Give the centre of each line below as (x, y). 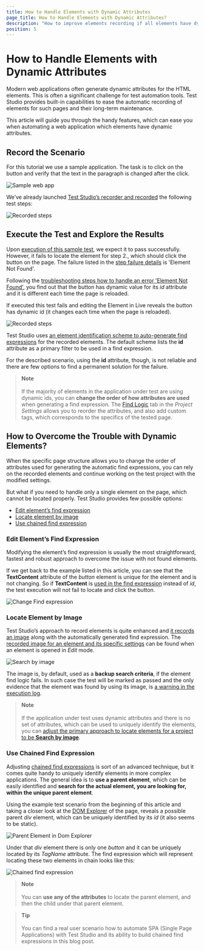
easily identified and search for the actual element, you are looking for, (97, 786)
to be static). (22, 824)
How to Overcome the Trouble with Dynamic (92, 436)
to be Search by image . (51, 738)
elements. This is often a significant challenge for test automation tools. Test (102, 96)
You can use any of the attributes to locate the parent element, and (106, 897)
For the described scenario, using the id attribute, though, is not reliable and (101, 360)
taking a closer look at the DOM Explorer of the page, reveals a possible (96, 811)
